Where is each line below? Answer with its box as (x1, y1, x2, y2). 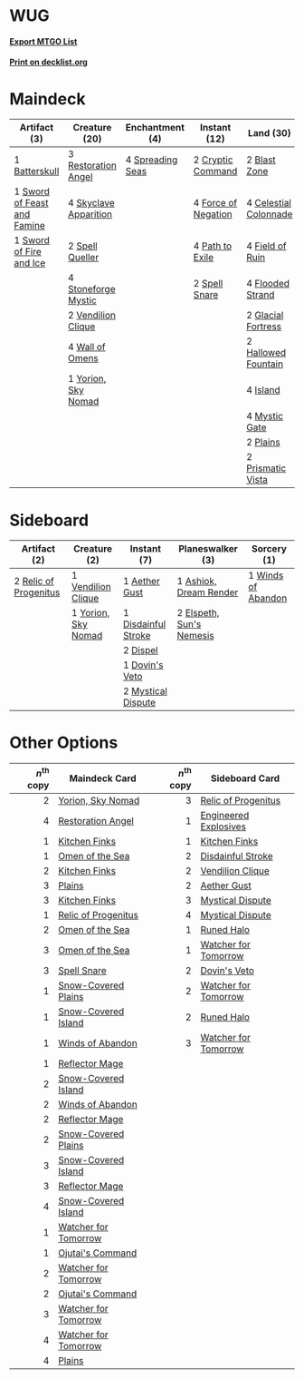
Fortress (245, 320, 282, 333)
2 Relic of (14, 575, 54, 588)
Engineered (200, 808, 250, 821)
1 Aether (122, 575, 160, 588)
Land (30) (247, 127, 291, 140)
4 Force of (193, 197, 238, 210)
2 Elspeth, (176, 607, 220, 620)
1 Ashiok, (176, 575, 217, 588)
